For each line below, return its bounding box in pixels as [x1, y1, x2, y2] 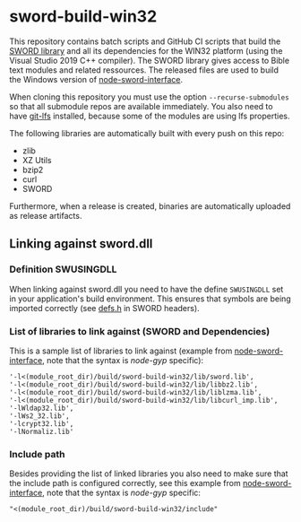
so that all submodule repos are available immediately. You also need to [9, 100, 273, 111]
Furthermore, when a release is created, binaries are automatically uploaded [9, 200, 291, 212]
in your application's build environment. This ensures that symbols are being [9, 293, 291, 304]
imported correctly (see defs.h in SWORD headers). [9, 302, 200, 313]
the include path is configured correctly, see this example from [9, 478, 241, 489]
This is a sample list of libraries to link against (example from [9, 345, 233, 356]
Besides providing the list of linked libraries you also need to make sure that [9, 468, 288, 479]
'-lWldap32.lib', [9, 404, 74, 413]
